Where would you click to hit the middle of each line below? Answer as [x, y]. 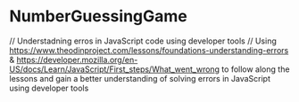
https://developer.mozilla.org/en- [77, 59]
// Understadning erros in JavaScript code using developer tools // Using [143, 41]
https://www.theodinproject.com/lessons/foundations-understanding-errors [149, 50]
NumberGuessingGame [98, 16]
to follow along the [256, 69]
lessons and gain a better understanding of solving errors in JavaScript [140, 78]
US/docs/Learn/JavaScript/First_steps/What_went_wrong [115, 69]
